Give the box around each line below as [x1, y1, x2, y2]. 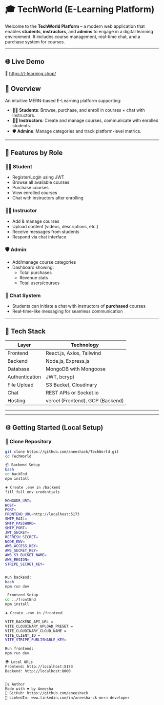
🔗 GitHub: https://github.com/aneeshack [5, 691, 89, 696]
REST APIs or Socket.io [45, 389, 99, 396]
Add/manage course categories [12, 259, 76, 265]
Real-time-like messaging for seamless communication [12, 308, 123, 314]
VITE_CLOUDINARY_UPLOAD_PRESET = [5, 624, 73, 629]
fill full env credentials [5, 490, 60, 494]
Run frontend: [5, 646, 34, 651]
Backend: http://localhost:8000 [5, 668, 71, 673]
